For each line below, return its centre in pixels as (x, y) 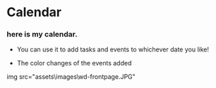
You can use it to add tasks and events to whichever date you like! (113, 49)
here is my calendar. (42, 34)
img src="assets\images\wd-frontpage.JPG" (71, 77)
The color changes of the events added (74, 63)
